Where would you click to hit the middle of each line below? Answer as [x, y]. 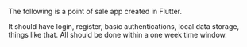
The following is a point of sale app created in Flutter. [95, 11]
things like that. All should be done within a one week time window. [118, 35]
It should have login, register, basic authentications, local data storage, [124, 26]
